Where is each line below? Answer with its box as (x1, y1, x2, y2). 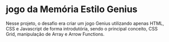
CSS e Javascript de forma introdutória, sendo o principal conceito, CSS (6, 25, 158, 31)
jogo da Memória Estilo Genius (6, 4, 138, 15)
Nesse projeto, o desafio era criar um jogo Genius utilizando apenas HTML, (6, 20, 164, 26)
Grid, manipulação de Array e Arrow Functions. (6, 31, 105, 37)
